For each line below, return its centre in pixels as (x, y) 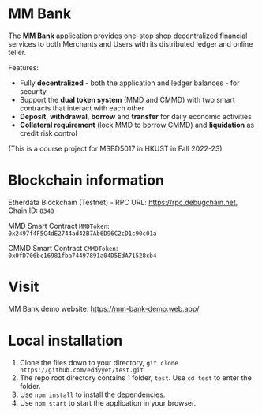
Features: (24, 67)
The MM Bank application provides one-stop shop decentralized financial (128, 36)
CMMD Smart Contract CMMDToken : (63, 248)
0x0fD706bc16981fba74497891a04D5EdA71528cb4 (82, 256)
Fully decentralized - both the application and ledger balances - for (129, 83)
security (33, 91)
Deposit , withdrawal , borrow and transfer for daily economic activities (136, 116)
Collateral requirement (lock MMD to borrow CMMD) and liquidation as (137, 125)
